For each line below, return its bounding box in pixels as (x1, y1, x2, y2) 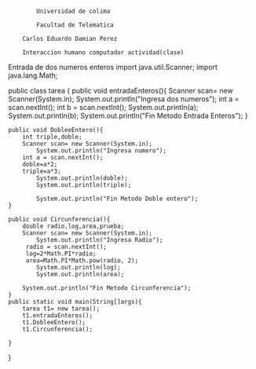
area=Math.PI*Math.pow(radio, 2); (25, 257, 139, 265)
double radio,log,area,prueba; (22, 222, 125, 230)
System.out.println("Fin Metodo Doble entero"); (36, 195, 199, 203)
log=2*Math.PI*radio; (25, 250, 97, 258)
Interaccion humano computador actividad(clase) (22, 49, 185, 57)
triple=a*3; (22, 167, 61, 175)
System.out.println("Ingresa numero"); (36, 147, 167, 155)
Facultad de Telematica (36, 21, 114, 29)
